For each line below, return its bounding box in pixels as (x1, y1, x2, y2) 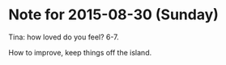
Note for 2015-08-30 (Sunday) (8, 6, 219, 24)
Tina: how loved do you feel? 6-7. (8, 32, 119, 42)
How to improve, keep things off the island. (8, 47, 152, 57)
